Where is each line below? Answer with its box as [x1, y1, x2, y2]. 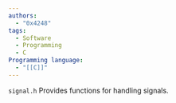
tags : [8, 26, 26, 34]
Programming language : [8, 57, 84, 65]
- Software [15, 34, 52, 42]
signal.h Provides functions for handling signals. [8, 85, 169, 95]
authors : [8, 11, 37, 20]
